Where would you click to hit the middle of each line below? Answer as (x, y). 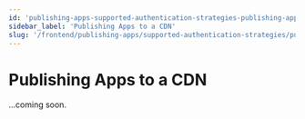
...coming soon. (38, 104)
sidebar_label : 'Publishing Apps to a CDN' (92, 26)
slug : (19, 35)
